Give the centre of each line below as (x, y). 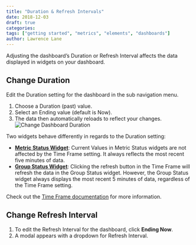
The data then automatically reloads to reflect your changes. (88, 118)
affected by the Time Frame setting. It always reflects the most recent (99, 154)
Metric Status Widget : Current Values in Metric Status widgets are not (100, 147)
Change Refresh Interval (52, 215)
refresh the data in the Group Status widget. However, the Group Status (102, 173)
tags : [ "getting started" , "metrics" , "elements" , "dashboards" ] (88, 34)
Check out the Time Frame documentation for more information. (84, 196)
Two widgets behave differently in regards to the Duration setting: (86, 136)
